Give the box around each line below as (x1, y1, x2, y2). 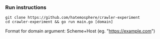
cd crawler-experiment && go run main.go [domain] (5, 19, 113, 25)
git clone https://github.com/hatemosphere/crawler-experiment (5, 15, 140, 20)
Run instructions (5, 4, 47, 11)
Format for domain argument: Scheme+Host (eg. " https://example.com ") (5, 28, 155, 34)
